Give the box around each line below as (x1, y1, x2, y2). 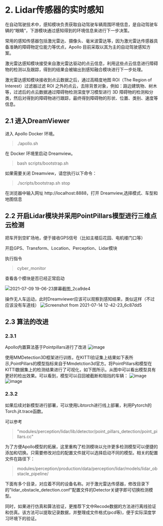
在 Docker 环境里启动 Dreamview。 (5, 150, 76, 156)
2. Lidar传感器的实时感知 (5, 4, 104, 16)
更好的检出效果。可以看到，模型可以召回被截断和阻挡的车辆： (5, 373, 129, 379)
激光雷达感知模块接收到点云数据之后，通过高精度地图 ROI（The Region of (5, 76, 152, 83)
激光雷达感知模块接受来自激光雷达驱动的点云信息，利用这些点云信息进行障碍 (5, 60, 158, 66)
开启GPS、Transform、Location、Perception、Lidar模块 (5, 245, 117, 251)
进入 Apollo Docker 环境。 (5, 131, 57, 136)
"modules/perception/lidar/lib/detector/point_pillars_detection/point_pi (16, 428, 158, 434)
